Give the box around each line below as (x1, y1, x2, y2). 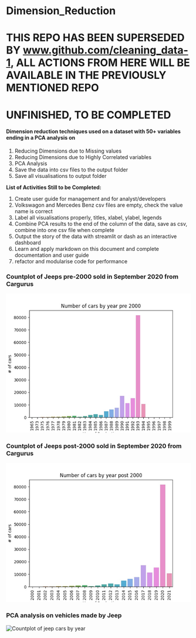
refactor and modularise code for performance (14, 257, 128, 265)
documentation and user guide (14, 252, 89, 259)
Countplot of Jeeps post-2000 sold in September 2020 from (6, 442, 182, 450)
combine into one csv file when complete (14, 226, 114, 233)
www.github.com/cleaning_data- (22, 44, 189, 57)
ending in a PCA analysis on (6, 134, 76, 141)
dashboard (14, 239, 41, 246)
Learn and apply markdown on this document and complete (14, 245, 160, 252)
